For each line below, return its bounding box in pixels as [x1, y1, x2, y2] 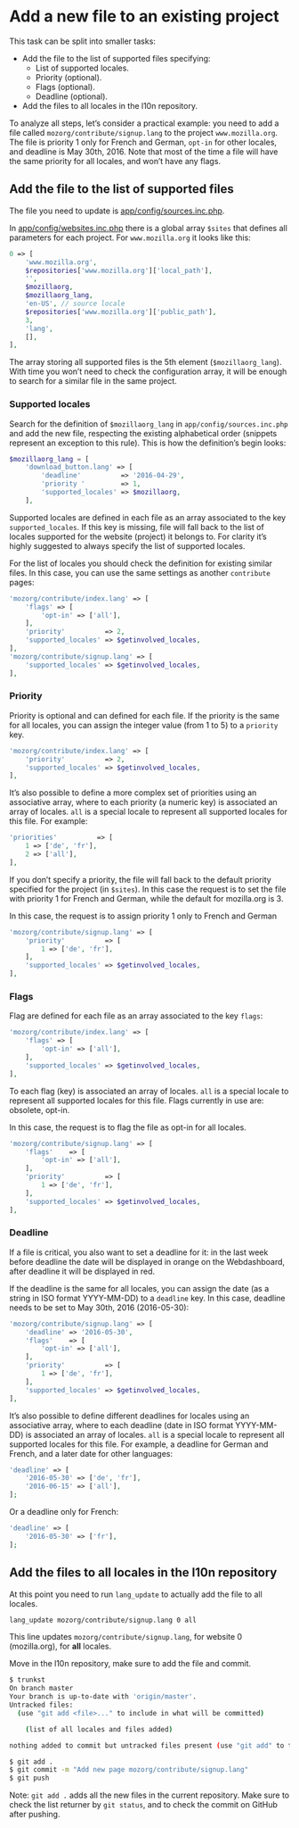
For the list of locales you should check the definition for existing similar [9, 558, 273, 569]
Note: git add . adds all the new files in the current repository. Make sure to [9, 1790, 290, 1800]
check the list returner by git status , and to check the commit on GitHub [9, 1799, 279, 1810]
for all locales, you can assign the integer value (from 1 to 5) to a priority [9, 719, 279, 730]
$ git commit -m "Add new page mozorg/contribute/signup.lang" [9, 1766, 249, 1774]
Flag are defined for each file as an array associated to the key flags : [9, 1010, 263, 1021]
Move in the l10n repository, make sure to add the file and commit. [9, 1658, 252, 1669]
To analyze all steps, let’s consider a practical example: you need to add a [9, 118, 279, 129]
